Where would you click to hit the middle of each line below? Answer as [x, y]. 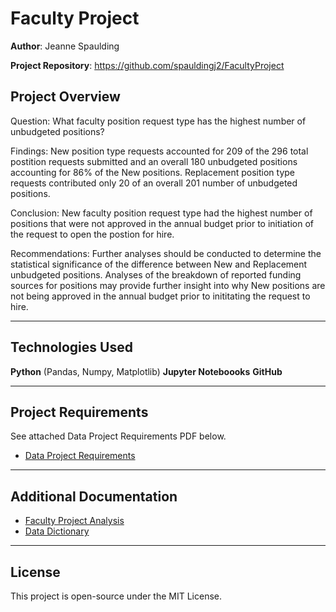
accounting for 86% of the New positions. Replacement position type [152, 172]
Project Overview [65, 97]
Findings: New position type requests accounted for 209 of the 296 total [159, 151]
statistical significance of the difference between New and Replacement [159, 264]
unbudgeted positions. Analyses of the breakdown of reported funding [156, 274]
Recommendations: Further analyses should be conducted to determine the [166, 253]
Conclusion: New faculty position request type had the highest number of [161, 213]
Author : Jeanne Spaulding [65, 46]
